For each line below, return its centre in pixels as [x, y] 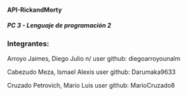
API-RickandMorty [35, 10]
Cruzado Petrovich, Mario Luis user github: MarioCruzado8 [91, 85]
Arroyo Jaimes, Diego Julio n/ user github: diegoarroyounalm [94, 58]
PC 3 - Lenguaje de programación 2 [59, 26]
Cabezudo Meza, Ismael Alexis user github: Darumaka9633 [91, 72]
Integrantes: [28, 44]
